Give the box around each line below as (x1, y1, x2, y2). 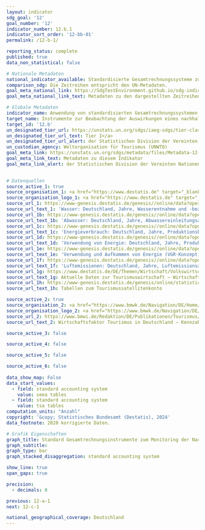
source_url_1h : (6, 280, 45, 286)
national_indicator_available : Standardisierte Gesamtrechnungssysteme (6, 76, 192, 82)
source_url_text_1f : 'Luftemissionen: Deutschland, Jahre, (6, 263, 160, 269)
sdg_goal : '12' (6, 15, 45, 21)
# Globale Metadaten (6, 104, 59, 110)
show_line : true (6, 465, 48, 471)
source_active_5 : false (6, 352, 67, 359)
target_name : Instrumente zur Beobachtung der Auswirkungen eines (6, 115, 179, 122)
